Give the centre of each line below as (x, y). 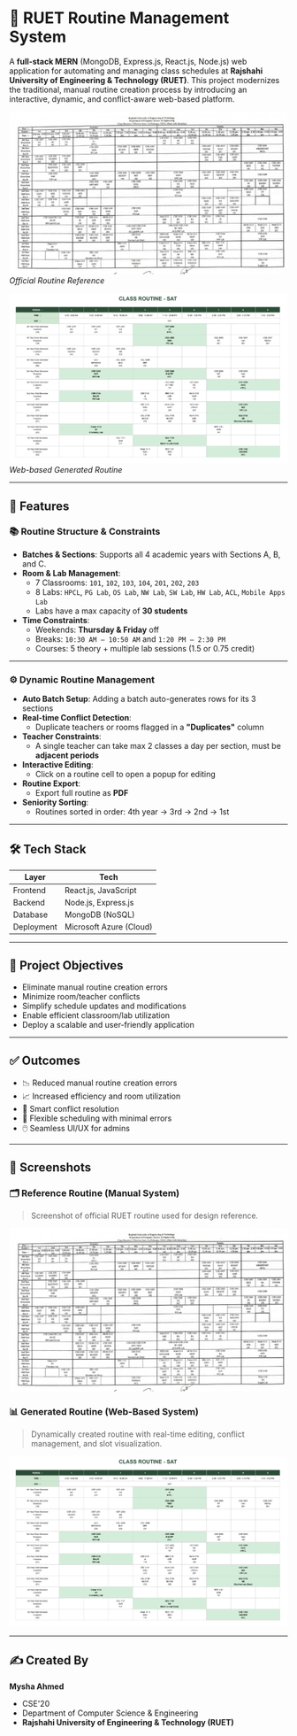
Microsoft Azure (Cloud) (109, 927)
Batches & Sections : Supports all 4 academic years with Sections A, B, (151, 554)
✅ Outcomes (45, 1061)
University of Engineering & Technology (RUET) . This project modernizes (145, 80)
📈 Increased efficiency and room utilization (101, 1096)
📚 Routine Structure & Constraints (85, 532)
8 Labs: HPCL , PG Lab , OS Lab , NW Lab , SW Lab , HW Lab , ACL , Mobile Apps (160, 591)
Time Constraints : (56, 620)
